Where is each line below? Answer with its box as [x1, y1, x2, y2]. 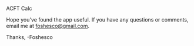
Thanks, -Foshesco [6, 34, 53, 40]
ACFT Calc [6, 5, 32, 12]
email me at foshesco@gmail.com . [6, 23, 90, 29]
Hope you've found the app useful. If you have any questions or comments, [6, 16, 189, 23]
